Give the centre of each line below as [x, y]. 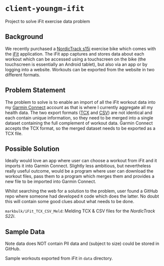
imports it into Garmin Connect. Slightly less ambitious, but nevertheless [78, 166]
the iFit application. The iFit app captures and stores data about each [75, 54]
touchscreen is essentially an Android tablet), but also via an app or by [76, 64]
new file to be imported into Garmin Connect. [51, 181]
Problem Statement [35, 90]
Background [24, 37]
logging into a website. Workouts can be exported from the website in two [80, 69]
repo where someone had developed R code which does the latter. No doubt [82, 196]
